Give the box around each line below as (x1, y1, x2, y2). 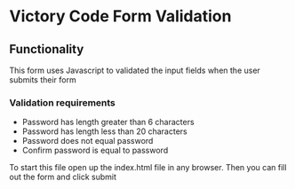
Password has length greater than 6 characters (21, 117, 195, 128)
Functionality (9, 42, 84, 57)
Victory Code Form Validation (9, 6, 232, 27)
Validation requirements (9, 96, 116, 108)
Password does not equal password (21, 136, 154, 146)
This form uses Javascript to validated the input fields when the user (9, 65, 260, 75)
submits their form (9, 75, 77, 85)
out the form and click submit (9, 171, 117, 183)
